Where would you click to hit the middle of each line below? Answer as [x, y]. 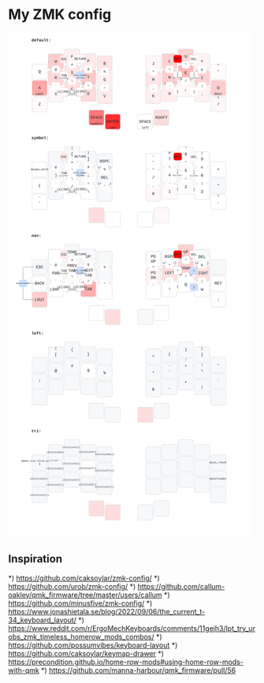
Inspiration [35, 559]
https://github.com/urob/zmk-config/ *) [72, 586]
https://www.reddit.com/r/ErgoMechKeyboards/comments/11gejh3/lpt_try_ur [132, 628]
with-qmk [24, 670]
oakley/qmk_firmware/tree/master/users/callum [86, 595]
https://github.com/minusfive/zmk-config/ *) [80, 603]
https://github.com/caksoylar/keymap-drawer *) [86, 653]
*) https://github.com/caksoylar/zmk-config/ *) [84, 578]
